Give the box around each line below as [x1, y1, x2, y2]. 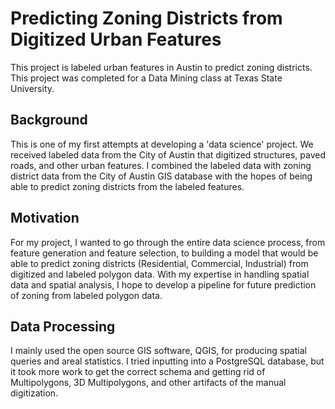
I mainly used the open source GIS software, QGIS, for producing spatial [10, 345, 307, 357]
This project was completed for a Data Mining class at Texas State [10, 72, 283, 84]
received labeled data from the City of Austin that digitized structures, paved [10, 148, 326, 161]
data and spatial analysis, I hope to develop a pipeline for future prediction [10, 278, 317, 291]
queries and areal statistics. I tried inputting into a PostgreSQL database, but [10, 355, 325, 367]
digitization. [10, 387, 59, 399]
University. [10, 82, 55, 94]
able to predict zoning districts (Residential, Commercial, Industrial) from [10, 257, 309, 269]
